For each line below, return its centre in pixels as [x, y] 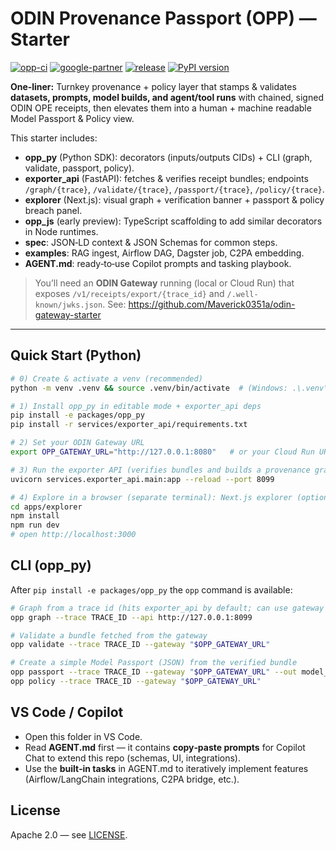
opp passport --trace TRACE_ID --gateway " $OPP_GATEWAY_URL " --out [154, 672]
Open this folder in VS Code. [83, 736]
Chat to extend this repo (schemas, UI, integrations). [133, 758]
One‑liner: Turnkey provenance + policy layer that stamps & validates [153, 86]
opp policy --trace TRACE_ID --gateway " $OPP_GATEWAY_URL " [136, 682]
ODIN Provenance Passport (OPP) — [163, 18]
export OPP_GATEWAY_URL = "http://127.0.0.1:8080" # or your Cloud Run [162, 452]
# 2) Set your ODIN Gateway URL [77, 443]
